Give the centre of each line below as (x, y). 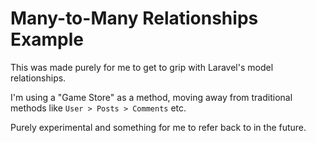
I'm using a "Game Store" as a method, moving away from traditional (151, 97)
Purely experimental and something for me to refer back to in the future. (158, 127)
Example (47, 39)
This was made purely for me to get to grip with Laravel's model (142, 67)
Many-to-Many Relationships (134, 18)
